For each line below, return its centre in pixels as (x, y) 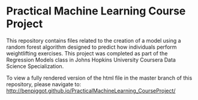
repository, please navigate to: (44, 84)
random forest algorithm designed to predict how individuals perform (91, 47)
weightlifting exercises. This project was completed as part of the (87, 53)
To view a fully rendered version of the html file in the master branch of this (99, 78)
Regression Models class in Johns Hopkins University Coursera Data (91, 60)
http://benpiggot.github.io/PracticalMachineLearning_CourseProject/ (91, 90)
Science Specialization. (35, 66)
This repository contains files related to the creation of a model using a (94, 40)
